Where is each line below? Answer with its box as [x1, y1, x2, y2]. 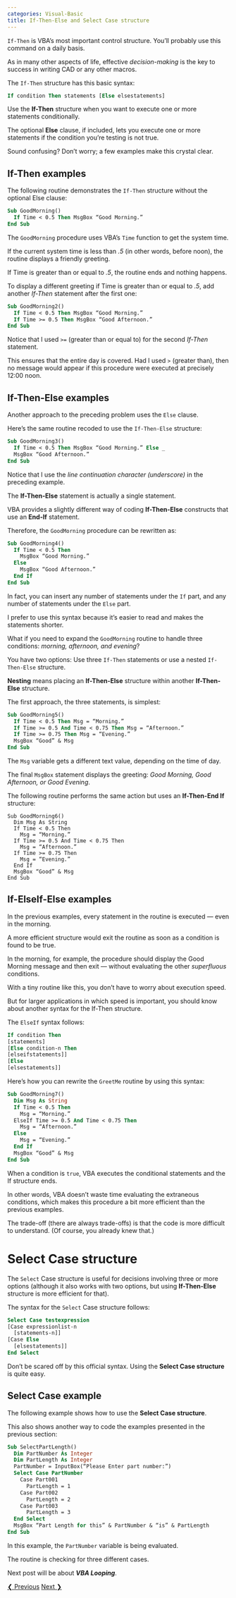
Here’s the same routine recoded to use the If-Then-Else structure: [7, 424, 202, 433]
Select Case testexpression [7, 1316, 90, 1324]
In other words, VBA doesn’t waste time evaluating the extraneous [7, 1190, 199, 1198]
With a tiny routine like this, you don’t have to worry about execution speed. [7, 983, 227, 991]
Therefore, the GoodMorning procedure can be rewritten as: [7, 526, 177, 534]
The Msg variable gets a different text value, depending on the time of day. [7, 757, 221, 765]
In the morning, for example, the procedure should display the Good [7, 954, 204, 963]
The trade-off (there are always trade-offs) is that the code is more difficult [7, 1219, 225, 1227]
